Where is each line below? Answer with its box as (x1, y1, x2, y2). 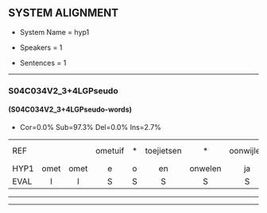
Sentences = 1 (19, 58, 67, 67)
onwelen (189, 162, 222, 173)
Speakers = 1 (19, 43, 63, 52)
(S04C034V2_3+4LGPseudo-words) (8, 105, 133, 114)
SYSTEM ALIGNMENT (8, 6, 119, 20)
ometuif (95, 145, 125, 156)
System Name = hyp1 (19, 27, 90, 36)
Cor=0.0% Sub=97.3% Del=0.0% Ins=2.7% (19, 122, 161, 131)
